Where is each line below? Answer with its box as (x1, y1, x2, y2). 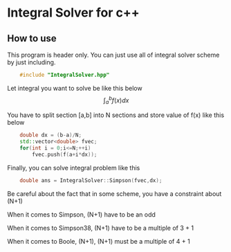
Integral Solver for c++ (7, 5, 140, 21)
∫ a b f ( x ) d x (103, 95, 129, 106)
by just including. (7, 58, 56, 66)
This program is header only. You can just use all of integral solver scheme (7, 51, 220, 59)
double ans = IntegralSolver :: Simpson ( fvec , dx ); (19, 177, 163, 184)
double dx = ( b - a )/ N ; (19, 132, 82, 139)
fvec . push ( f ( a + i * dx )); (32, 151, 98, 158)
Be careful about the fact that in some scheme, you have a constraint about (7, 189, 222, 198)
